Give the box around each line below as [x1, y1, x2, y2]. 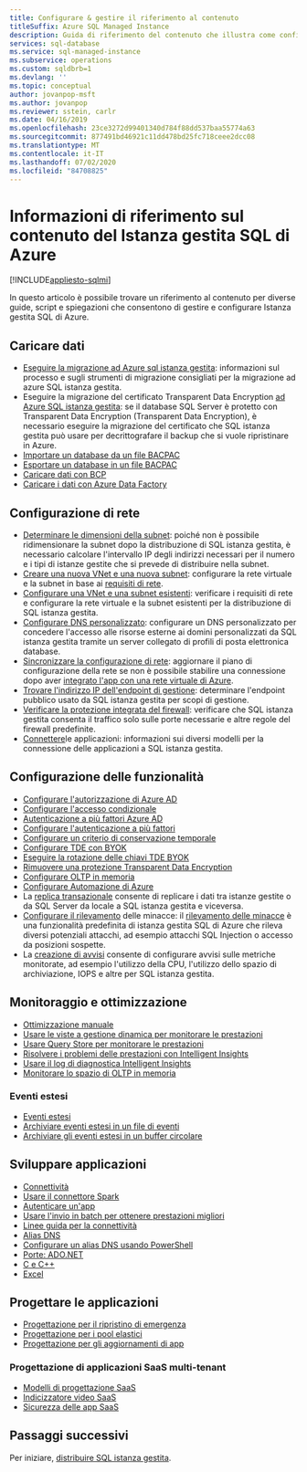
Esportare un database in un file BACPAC [22, 459, 178, 470]
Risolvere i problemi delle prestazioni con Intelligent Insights [22, 1047, 249, 1059]
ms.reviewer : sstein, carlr [9, 107, 117, 116]
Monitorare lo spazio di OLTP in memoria [22, 1067, 176, 1078]
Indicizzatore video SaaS [22, 1392, 117, 1403]
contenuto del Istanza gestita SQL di [9, 225, 291, 246]
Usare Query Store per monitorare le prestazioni [22, 1038, 204, 1049]
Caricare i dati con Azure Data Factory [22, 478, 167, 489]
